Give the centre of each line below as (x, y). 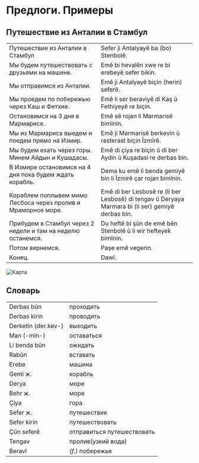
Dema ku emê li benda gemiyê (143, 171)
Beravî (18, 451)
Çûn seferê (25, 432)
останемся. (26, 238)
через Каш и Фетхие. (39, 106)
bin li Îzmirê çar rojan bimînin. (141, 178)
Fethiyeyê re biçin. (126, 106)
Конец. (19, 257)
